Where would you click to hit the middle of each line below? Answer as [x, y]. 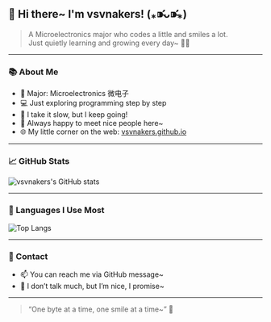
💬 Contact [28, 256]
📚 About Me [33, 72]
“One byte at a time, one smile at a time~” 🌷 [100, 309]
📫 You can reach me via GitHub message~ [92, 274]
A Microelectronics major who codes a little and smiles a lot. [128, 34]
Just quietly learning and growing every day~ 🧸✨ [109, 43]
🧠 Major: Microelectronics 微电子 [74, 94]
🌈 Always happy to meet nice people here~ [92, 123]
